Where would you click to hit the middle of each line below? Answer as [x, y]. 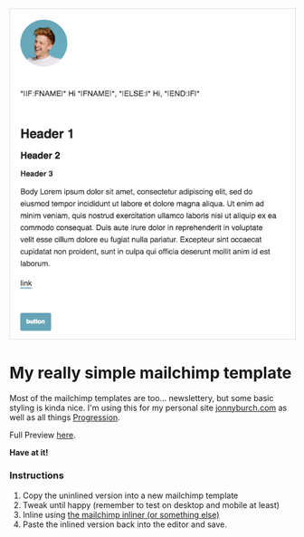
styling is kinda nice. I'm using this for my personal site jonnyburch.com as [148, 408]
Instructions [37, 475]
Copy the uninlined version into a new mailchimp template [130, 495]
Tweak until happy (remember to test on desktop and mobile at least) [151, 504]
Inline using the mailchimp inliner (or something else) [121, 514]
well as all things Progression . [65, 417]
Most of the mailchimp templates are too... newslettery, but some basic [142, 398]
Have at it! [29, 452]
